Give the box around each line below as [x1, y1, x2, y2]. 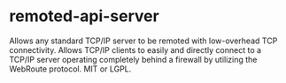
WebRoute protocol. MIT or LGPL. [9, 64, 132, 74]
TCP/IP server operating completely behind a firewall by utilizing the [9, 54, 258, 64]
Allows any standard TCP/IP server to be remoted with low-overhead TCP [9, 35, 278, 46]
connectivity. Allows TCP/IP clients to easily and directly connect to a [9, 44, 262, 55]
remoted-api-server [9, 6, 159, 26]
